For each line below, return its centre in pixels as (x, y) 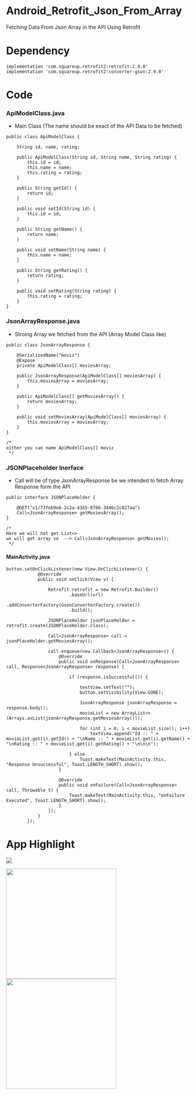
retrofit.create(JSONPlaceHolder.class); (58, 626)
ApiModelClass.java (36, 113)
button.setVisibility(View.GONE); (122, 693)
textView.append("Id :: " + (124, 734)
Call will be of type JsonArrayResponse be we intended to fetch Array (99, 480)
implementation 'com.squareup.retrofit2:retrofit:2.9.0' (77, 66)
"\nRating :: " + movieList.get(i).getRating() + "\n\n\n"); (82, 744)
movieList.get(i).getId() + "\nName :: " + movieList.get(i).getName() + (98, 739)
